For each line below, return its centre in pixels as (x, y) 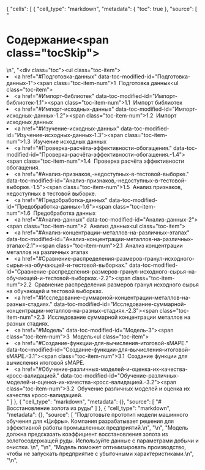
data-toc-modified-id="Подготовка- (144, 76)
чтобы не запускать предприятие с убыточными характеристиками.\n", (100, 453)
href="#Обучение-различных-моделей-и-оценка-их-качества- (105, 369)
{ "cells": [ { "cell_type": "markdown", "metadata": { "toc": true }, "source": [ (102, 9)
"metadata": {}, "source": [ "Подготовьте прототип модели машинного (97, 414)
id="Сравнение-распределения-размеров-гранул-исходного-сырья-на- (102, 271)
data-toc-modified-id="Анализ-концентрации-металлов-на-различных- (100, 239)
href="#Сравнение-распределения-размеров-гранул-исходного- (108, 258)
